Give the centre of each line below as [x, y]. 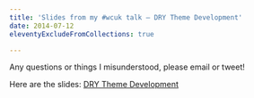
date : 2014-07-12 [42, 26]
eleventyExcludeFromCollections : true [82, 34]
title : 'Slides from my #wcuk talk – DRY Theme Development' [126, 17]
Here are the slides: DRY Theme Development [94, 85]
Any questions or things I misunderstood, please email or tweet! [127, 67]
